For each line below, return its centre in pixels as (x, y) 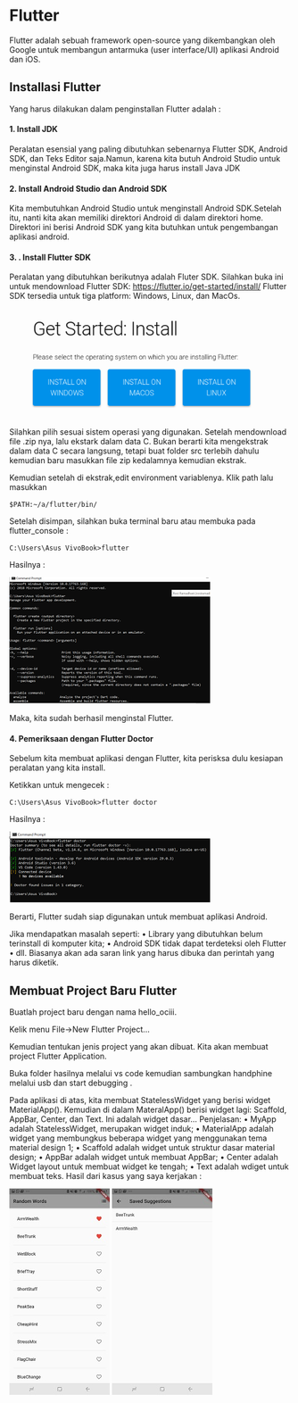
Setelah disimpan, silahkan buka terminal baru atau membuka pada (132, 521)
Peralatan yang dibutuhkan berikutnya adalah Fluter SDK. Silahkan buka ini (146, 277)
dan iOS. (25, 59)
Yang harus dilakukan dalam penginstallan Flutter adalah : (115, 109)
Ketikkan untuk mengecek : (59, 785)
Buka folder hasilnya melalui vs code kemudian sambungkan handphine (141, 1074)
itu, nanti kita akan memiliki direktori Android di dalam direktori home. (137, 218)
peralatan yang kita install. (58, 768)
